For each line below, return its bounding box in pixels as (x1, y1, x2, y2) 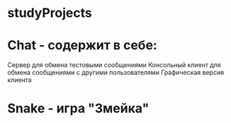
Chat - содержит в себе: (7, 37, 157, 54)
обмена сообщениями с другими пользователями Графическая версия (7, 69, 225, 77)
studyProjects (7, 5, 92, 21)
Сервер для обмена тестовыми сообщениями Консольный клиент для (7, 61, 221, 69)
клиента (7, 76, 32, 84)
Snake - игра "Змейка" (7, 100, 150, 117)
